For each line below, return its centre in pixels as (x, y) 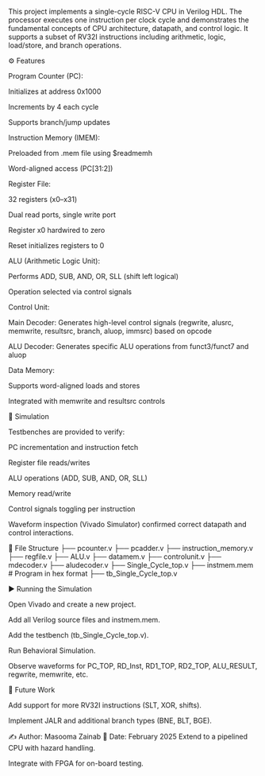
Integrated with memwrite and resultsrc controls (86, 401)
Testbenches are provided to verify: (67, 432)
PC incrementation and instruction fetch (73, 447)
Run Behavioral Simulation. (52, 650)
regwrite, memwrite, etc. (48, 674)
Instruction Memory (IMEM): (54, 138)
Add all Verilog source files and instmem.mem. (84, 620)
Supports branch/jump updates (60, 122)
